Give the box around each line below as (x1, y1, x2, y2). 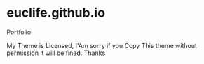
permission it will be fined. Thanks (6, 49, 106, 57)
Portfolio (6, 28, 32, 36)
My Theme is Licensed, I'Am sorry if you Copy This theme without (6, 41, 198, 49)
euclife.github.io (6, 5, 106, 21)
